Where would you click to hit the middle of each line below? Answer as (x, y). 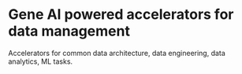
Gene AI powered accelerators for (121, 15)
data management (69, 31)
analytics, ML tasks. (41, 61)
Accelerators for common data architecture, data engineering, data (117, 53)
